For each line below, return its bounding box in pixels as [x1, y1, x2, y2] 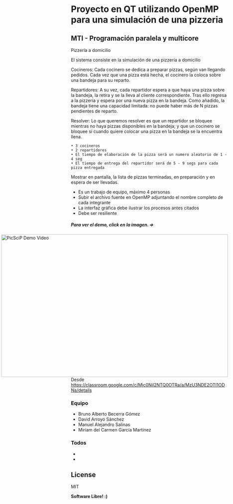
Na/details [71, 387, 92, 393]
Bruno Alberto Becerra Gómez [78, 411, 140, 417]
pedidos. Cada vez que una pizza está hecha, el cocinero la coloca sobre [71, 72, 221, 78]
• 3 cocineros [71, 143, 101, 148]
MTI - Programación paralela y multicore [71, 34, 199, 42]
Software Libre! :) [71, 494, 108, 500]
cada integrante [78, 200, 111, 205]
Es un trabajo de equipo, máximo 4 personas [78, 189, 170, 195]
